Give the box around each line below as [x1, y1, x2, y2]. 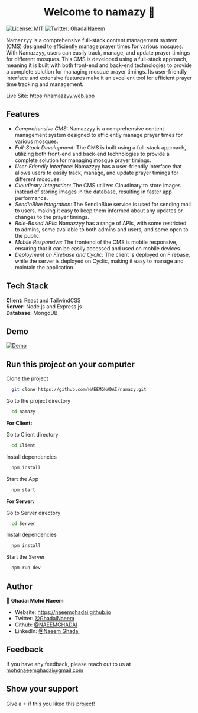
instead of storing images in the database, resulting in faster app [14, 188, 173, 195]
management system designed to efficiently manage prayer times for [14, 131, 183, 138]
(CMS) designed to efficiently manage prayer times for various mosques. [6, 43, 184, 50]
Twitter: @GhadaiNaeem [14, 615, 75, 622]
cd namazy [11, 409, 35, 415]
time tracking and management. [6, 80, 84, 88]
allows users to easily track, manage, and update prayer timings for [14, 169, 179, 176]
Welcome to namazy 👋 [43, 5, 155, 19]
